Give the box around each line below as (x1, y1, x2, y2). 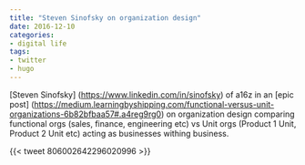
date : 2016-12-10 (9, 22, 76, 31)
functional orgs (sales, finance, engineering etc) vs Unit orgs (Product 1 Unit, (9, 118, 297, 129)
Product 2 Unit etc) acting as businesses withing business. (9, 128, 229, 139)
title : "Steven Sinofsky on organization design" (9, 13, 202, 23)
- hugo (9, 65, 35, 74)
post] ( (9, 98, 35, 109)
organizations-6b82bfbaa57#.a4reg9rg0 (9, 108, 162, 119)
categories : (9, 30, 55, 39)
